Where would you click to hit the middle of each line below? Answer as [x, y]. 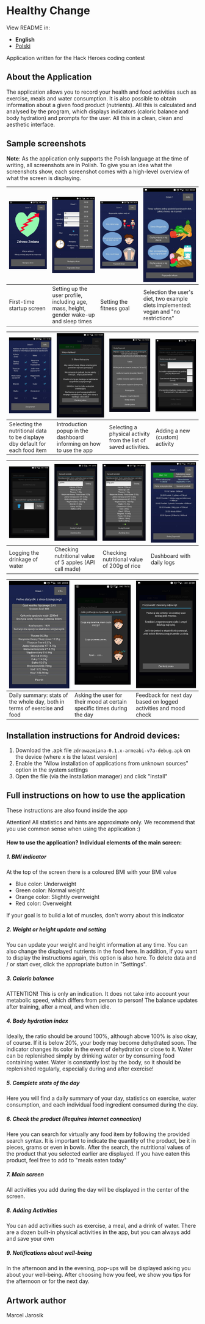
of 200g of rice [122, 566]
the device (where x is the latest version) [66, 757]
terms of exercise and [36, 708]
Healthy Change [48, 11]
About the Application [49, 77]
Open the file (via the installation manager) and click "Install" [91, 777]
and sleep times [72, 322]
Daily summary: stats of [38, 695]
